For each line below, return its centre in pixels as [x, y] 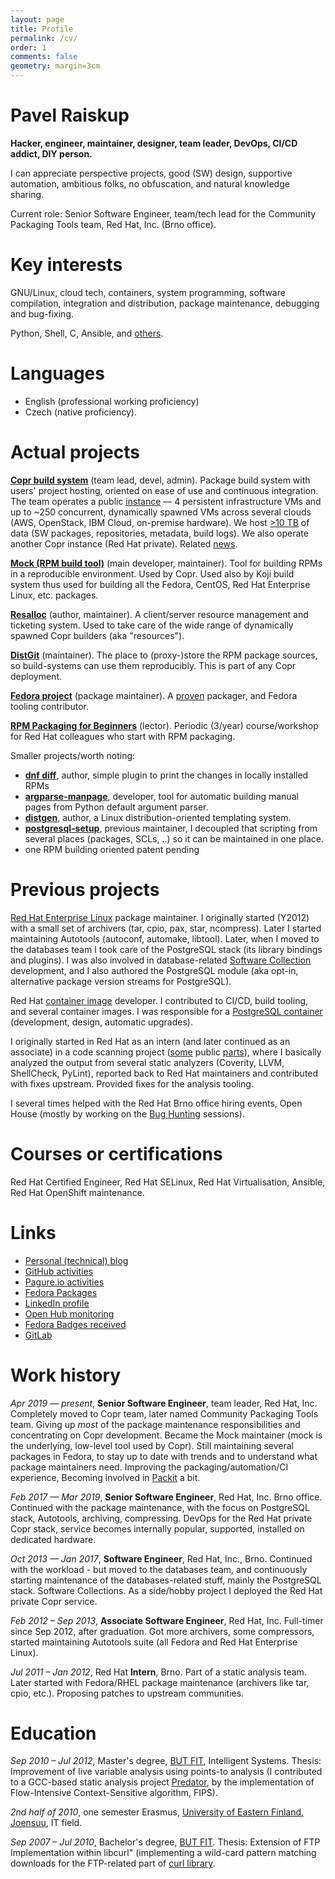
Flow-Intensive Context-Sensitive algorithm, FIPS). [114, 1793]
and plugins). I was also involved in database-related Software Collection [161, 960]
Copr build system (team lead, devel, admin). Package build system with [160, 480]
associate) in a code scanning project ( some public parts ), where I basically [166, 1052]
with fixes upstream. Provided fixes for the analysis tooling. [132, 1083]
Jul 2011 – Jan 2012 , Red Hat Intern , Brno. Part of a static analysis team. [158, 1672]
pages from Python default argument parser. [116, 807]
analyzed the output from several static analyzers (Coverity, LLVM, [147, 1062]
